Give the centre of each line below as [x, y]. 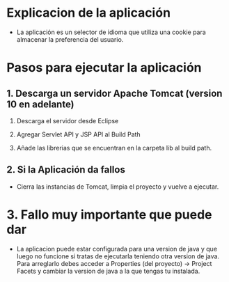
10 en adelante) [40, 104]
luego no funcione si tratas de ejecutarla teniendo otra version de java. [118, 256]
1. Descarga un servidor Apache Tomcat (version [114, 93]
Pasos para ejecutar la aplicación [104, 68]
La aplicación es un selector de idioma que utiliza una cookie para [111, 32]
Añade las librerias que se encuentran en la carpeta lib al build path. [114, 148]
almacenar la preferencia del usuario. [70, 39]
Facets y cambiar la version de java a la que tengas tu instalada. [108, 271]
